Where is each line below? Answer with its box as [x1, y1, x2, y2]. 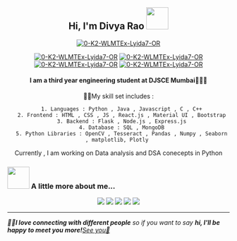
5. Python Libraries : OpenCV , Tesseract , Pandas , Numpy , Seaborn [16, 130, 228, 137]
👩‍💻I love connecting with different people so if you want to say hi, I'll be [7, 218, 220, 227]
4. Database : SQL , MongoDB [78, 124, 164, 131]
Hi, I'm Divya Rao [68, 20, 145, 32]
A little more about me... [30, 181, 116, 191]
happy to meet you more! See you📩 [7, 226, 111, 235]
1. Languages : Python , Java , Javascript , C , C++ [41, 106, 202, 113]
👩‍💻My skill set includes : [83, 92, 154, 101]
